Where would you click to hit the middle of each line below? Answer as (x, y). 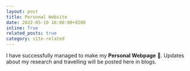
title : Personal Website (37, 17)
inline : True (22, 28)
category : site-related (36, 39)
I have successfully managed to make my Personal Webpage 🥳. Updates (95, 55)
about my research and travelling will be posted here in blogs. (81, 62)
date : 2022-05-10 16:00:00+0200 (46, 22)
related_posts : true (32, 33)
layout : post (22, 11)
